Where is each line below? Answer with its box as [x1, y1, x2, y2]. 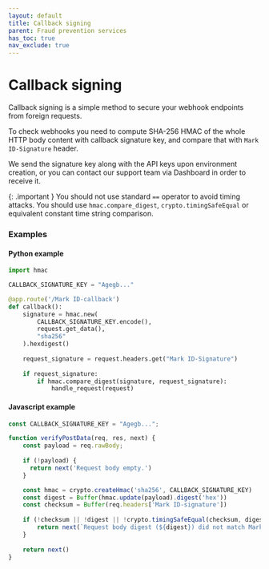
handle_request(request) [50, 385, 134, 393]
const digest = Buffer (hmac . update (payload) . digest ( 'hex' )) [22, 494, 227, 502]
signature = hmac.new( [22, 310, 98, 318]
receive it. [8, 176, 42, 186]
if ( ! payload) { [22, 457, 78, 465]
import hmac [8, 266, 48, 275]
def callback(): [8, 302, 62, 311]
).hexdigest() [22, 340, 70, 349]
